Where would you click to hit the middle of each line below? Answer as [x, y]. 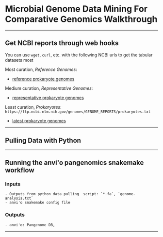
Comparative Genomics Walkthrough [81, 19]
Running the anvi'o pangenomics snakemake [74, 162]
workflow [20, 170]
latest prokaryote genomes [39, 120]
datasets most [19, 60]
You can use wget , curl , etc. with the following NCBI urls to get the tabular [79, 55]
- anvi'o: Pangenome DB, [30, 225]
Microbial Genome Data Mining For [76, 9]
